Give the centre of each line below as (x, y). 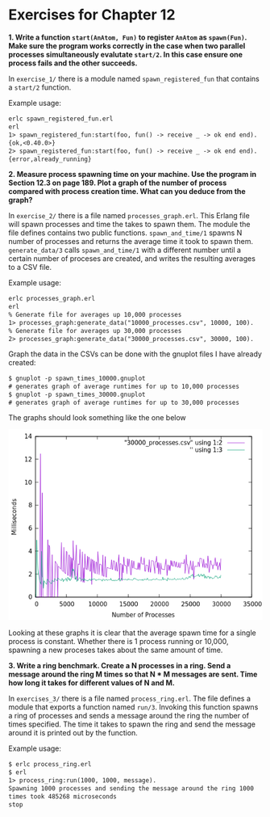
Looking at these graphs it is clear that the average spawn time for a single (132, 633)
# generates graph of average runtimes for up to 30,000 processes (124, 402)
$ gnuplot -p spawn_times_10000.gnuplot (77, 378)
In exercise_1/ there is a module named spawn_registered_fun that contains (134, 78)
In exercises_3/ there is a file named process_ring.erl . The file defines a (130, 698)
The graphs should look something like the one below (98, 417)
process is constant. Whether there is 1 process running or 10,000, (118, 641)
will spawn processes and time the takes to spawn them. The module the (130, 224)
